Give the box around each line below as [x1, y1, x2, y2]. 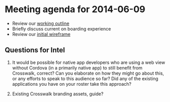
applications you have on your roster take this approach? [12, 81, 132, 87]
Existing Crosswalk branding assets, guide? [12, 90, 104, 97]
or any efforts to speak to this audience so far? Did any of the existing [12, 75, 159, 82]
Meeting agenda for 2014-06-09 [5, 4, 146, 15]
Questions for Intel [5, 46, 65, 54]
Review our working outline [12, 20, 70, 26]
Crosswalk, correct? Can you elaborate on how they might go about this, [12, 70, 164, 76]
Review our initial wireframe [12, 31, 71, 37]
